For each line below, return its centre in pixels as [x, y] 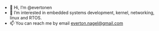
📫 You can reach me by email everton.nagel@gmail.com [66, 23]
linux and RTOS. [26, 18]
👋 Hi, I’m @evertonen [31, 8]
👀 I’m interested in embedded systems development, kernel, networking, [82, 13]
